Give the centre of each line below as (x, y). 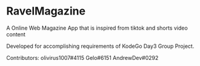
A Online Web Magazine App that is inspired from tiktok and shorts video (97, 28)
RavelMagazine (46, 11)
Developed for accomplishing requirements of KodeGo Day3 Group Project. (100, 46)
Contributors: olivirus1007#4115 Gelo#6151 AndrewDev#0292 (82, 58)
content (16, 34)
